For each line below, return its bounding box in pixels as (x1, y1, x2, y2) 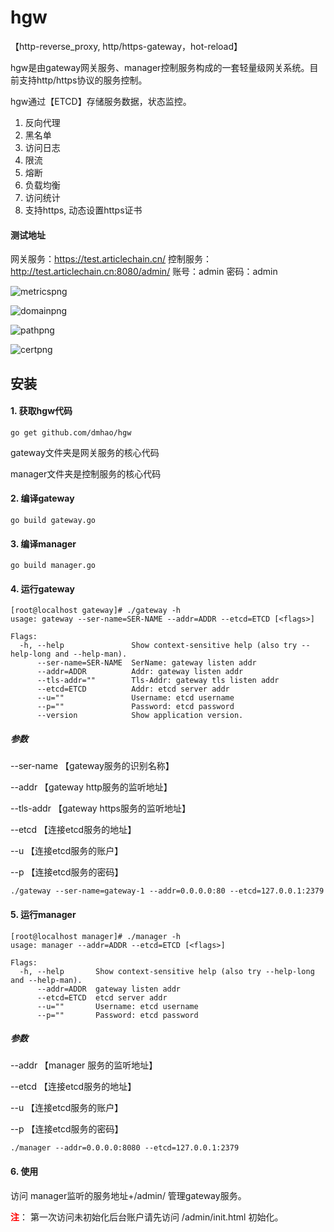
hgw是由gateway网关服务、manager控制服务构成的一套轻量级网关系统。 (10, 61, 310, 73)
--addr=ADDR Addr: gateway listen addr (36, 667, 244, 677)
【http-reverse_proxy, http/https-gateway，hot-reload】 (10, 40, 243, 52)
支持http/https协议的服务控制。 (18, 74, 148, 86)
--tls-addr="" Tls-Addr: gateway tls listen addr (36, 676, 280, 686)
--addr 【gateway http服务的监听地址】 (10, 781, 173, 793)
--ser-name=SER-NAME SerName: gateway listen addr (36, 658, 257, 668)
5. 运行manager (10, 908, 77, 920)
